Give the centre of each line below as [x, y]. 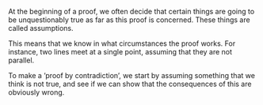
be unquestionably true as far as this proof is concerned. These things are [130, 20]
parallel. [21, 60]
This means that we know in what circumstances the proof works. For [122, 43]
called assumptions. [41, 28]
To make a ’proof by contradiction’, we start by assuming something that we [132, 75]
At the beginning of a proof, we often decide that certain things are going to [131, 11]
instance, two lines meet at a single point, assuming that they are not [120, 52]
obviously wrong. [36, 92]
